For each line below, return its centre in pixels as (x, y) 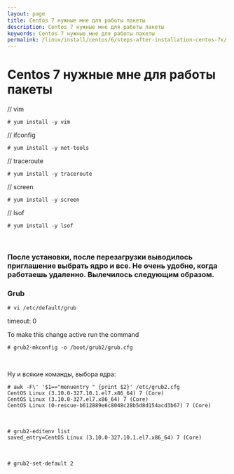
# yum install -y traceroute (50, 174)
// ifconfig (22, 135)
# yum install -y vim (39, 122)
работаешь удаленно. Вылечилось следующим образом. (111, 274)
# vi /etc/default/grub (42, 308)
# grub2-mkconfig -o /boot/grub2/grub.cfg (70, 348)
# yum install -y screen (43, 200)
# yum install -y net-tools (48, 148)
